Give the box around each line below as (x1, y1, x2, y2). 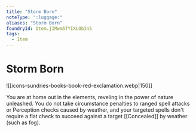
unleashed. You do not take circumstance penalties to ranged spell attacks (6, 100, 190, 107)
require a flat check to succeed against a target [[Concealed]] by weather (6, 112, 188, 119)
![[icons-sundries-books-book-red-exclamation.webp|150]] (6, 82, 152, 89)
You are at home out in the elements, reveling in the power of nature (6, 93, 174, 100)
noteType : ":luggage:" (6, 14, 63, 20)
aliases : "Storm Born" (6, 20, 63, 26)
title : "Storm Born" (6, 8, 58, 15)
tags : (6, 31, 20, 37)
